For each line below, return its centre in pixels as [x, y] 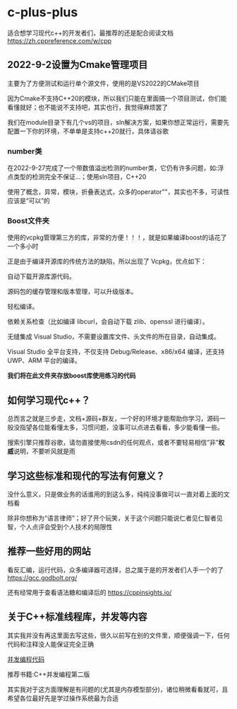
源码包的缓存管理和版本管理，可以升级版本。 [72, 292]
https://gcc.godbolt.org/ [42, 577]
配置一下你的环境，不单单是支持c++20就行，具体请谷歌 [88, 131]
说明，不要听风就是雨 [44, 451]
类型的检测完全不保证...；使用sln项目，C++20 [80, 177]
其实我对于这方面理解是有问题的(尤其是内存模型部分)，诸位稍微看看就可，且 [118, 689]
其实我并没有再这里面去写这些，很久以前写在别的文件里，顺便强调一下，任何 [119, 635]
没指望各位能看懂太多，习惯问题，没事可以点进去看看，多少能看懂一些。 [118, 427]
